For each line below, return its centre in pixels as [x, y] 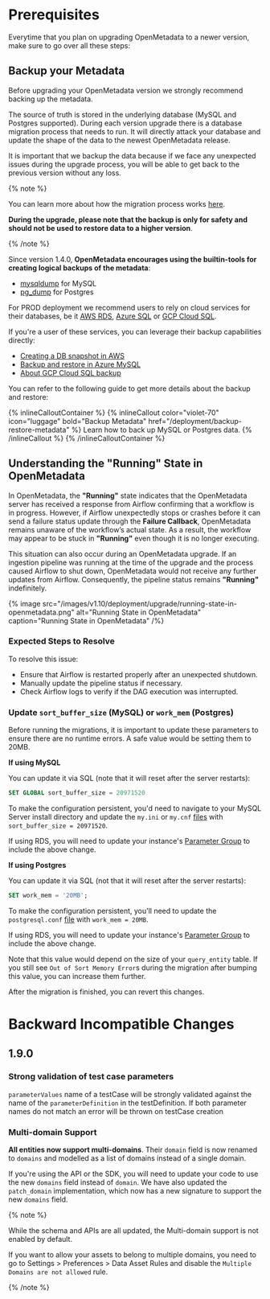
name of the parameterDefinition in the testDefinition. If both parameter [127, 1103]
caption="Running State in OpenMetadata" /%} [86, 620]
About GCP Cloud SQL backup [71, 372]
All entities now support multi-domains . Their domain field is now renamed [133, 1150]
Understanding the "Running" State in [106, 464]
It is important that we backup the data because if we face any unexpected [132, 155]
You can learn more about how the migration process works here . [117, 203]
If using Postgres [37, 865]
